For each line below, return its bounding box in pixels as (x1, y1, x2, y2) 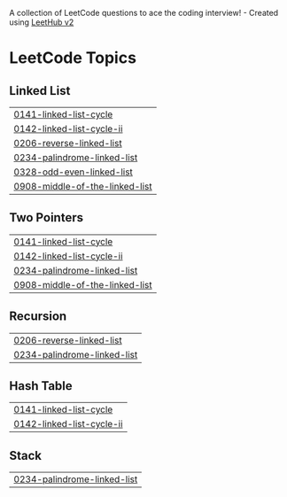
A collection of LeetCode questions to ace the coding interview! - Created (9, 8, 279, 18)
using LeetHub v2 (9, 17, 74, 27)
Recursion (9, 309, 67, 324)
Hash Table (9, 378, 73, 393)
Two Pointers (9, 210, 84, 225)
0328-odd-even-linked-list (13, 166, 133, 178)
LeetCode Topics (9, 48, 137, 68)
